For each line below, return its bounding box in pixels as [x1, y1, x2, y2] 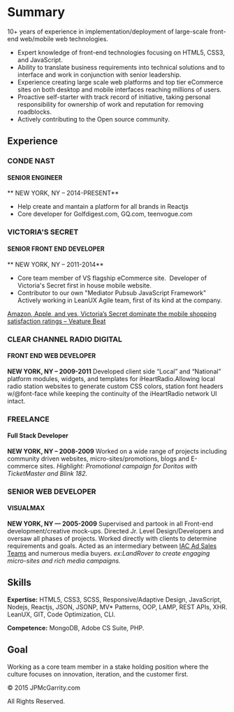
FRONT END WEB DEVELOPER [7, 352, 96, 360]
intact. [7, 396, 26, 405]
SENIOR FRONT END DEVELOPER [7, 244, 105, 253]
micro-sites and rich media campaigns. [7, 556, 121, 565]
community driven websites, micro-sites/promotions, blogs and [7, 454, 190, 463]
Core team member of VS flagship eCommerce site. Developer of [17, 274, 207, 282]
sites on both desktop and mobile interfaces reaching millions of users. [17, 85, 222, 94]
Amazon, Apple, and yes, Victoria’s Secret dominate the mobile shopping [7, 309, 217, 318]
